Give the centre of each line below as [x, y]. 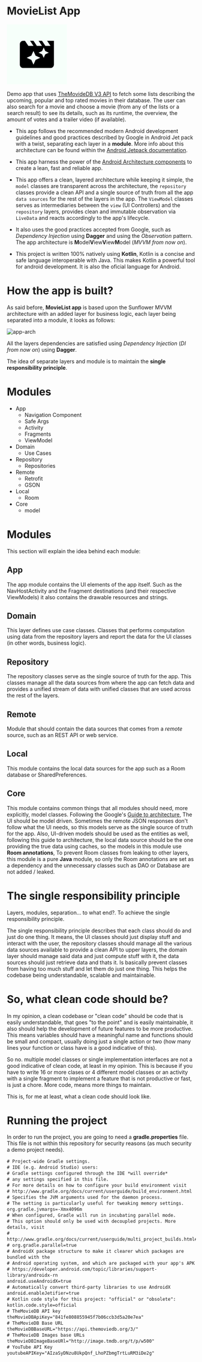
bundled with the [28, 1257]
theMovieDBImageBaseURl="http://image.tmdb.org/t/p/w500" [81, 1341]
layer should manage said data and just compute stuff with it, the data [93, 956]
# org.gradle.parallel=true [42, 1245]
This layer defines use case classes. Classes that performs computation [96, 630]
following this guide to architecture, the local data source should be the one [100, 839]
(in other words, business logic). [46, 643]
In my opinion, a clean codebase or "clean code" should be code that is [95, 1016]
